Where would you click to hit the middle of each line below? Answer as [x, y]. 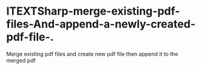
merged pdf [21, 60]
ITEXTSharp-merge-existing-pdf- [93, 11]
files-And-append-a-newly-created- [101, 24]
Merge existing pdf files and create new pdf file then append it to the [92, 54]
